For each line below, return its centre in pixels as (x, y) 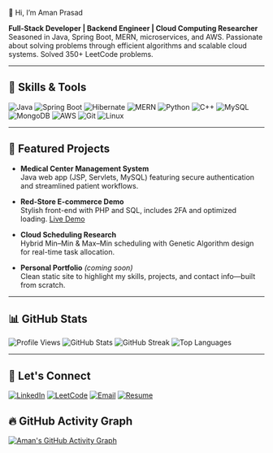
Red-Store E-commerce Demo (72, 201)
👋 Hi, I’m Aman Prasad (46, 13)
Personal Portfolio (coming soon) (76, 268)
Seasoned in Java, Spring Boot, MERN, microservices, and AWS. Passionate (136, 37)
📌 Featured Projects (59, 149)
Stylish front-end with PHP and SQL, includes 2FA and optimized (128, 210)
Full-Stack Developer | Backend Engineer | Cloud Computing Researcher (133, 28)
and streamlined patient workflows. (79, 185)
